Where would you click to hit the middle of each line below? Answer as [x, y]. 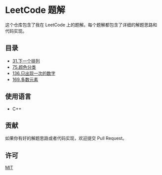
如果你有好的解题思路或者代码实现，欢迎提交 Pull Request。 [66, 138]
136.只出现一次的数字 [34, 73]
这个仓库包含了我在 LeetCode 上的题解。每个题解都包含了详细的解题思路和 [81, 25]
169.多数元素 [25, 79]
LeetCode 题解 [35, 10]
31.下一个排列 [26, 61]
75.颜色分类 [24, 67]
